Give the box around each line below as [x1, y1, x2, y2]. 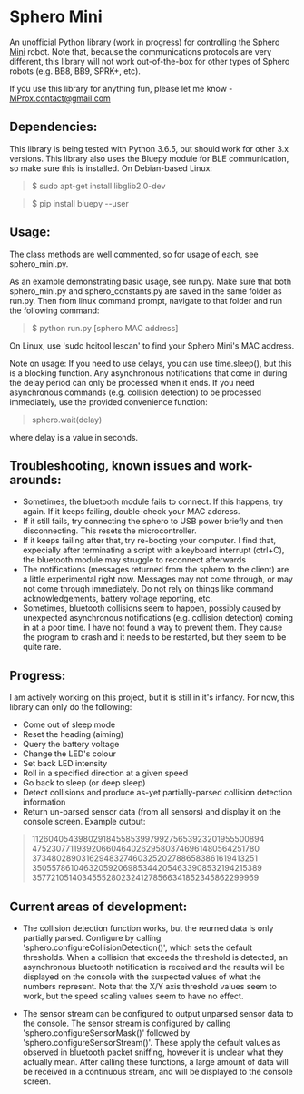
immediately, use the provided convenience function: [9, 396, 208, 407]
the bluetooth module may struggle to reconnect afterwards [22, 554, 247, 565]
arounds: [9, 471, 62, 488]
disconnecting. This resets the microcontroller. [22, 525, 197, 536]
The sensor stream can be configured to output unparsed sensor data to [22, 1008, 294, 1018]
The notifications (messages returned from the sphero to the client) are [22, 564, 289, 575]
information [22, 796, 66, 807]
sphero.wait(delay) [31, 414, 103, 425]
